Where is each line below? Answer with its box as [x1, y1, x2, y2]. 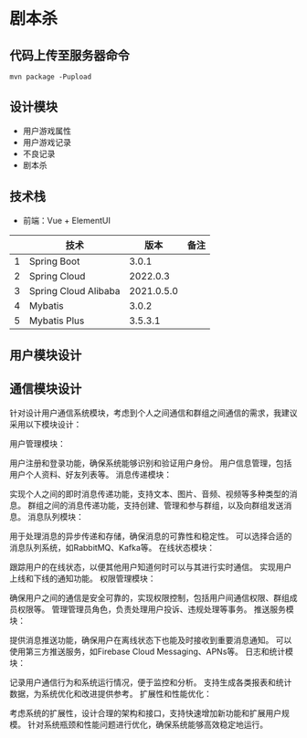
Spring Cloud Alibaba [28, 284, 121, 297]
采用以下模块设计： [9, 418, 82, 429]
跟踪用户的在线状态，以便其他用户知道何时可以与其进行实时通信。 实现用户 [9, 561, 292, 572]
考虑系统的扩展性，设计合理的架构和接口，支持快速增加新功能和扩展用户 [9, 707, 281, 718]
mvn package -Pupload [9, 72, 92, 81]
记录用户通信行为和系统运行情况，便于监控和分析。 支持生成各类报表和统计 [9, 677, 292, 688]
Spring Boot [28, 255, 80, 268]
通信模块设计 [9, 381, 82, 397]
